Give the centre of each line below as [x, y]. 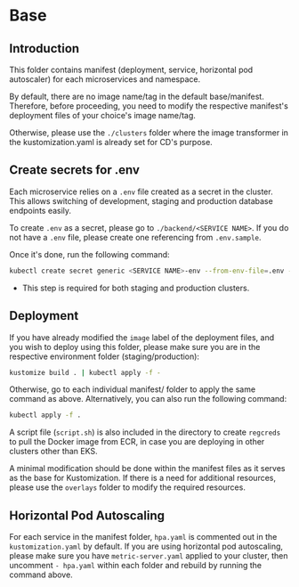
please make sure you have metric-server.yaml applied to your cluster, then [149, 556]
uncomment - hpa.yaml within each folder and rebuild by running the [136, 566]
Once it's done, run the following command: [90, 254]
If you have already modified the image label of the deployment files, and [142, 337]
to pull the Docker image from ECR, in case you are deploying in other [137, 442]
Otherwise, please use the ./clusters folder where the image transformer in [149, 133]
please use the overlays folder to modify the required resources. [128, 487]
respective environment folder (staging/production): [105, 356]
